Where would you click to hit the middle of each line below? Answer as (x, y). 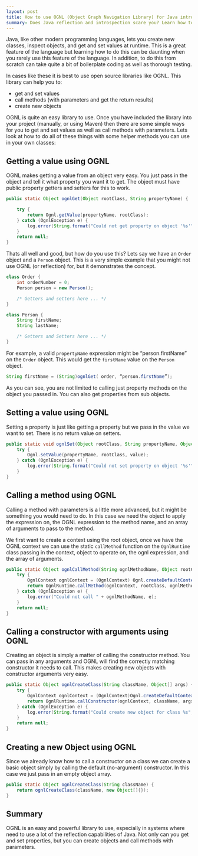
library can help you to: (34, 82)
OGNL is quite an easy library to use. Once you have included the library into (99, 117)
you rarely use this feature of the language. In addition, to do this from (91, 58)
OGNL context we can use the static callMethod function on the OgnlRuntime (98, 546)
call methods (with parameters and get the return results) (84, 100)
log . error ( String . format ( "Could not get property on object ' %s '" (110, 226)
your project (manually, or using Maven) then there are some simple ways (95, 124)
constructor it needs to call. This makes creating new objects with (86, 668)
